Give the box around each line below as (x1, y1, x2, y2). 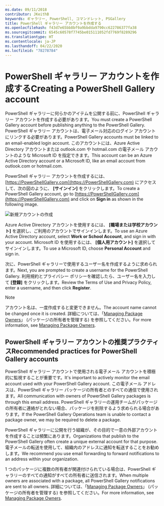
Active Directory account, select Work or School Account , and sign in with (5, 234, 156, 240)
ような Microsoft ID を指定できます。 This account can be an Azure (18, 152, 152, 158)
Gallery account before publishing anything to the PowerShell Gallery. (5, 122, 145, 128)
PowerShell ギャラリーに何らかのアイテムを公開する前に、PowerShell (5, 111, 145, 117)
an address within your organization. (5, 456, 79, 462)
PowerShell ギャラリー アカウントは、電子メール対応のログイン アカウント (5, 128, 156, 134)
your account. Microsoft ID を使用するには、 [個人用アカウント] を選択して (5, 240, 156, 245)
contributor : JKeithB (5, 12, 49, 17)
